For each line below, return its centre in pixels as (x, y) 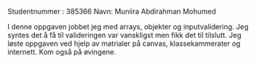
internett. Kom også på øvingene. (62, 52)
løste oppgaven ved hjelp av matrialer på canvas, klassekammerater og (124, 43)
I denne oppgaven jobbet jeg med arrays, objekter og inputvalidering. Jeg (128, 26)
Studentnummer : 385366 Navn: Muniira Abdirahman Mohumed (112, 11)
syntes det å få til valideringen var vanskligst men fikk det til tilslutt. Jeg (124, 35)
